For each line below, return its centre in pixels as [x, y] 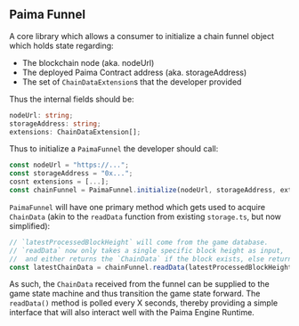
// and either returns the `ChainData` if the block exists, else [137, 259]
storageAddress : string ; [55, 124]
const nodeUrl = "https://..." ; [69, 165]
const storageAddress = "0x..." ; [71, 174]
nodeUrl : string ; [41, 115]
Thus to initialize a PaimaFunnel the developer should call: [114, 149]
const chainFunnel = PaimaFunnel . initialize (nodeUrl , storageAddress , [143, 191]
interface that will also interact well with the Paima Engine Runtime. [132, 313]
